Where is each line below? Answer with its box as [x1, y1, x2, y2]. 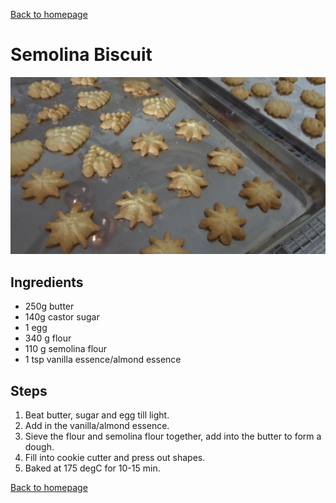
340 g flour [24, 332, 72, 344]
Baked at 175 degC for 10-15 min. [24, 462, 161, 474]
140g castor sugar [24, 311, 100, 323]
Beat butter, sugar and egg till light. [24, 409, 170, 421]
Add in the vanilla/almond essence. [24, 420, 170, 432]
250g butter [24, 300, 75, 313]
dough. [24, 441, 55, 453]
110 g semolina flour [24, 343, 108, 355]
